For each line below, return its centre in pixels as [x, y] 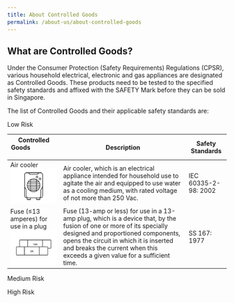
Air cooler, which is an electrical [109, 169]
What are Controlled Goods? [70, 51]
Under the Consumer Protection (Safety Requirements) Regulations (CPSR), [116, 68]
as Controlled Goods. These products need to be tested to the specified [110, 83]
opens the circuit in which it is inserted [118, 241]
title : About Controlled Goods [53, 15]
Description [123, 147]
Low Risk [20, 125]
